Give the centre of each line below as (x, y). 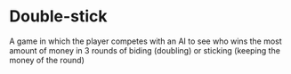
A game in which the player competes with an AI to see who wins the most (145, 41)
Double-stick (59, 16)
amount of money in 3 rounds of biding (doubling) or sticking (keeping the (145, 50)
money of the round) (47, 60)
